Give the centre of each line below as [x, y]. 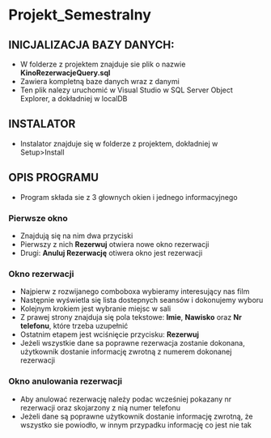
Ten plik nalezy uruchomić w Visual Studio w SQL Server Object [126, 90]
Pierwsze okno [38, 218]
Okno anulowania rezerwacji [66, 381]
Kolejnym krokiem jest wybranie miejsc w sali [95, 308]
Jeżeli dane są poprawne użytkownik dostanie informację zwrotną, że [136, 416]
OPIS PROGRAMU [54, 178]
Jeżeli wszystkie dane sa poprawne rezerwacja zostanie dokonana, [132, 343]
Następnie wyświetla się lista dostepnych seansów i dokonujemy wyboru [142, 300]
